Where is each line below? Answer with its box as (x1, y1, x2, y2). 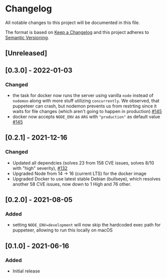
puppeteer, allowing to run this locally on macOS (12, 227, 113, 233)
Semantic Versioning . (5, 34, 49, 40)
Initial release (12, 268, 40, 274)
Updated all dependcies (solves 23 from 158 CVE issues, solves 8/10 (12, 159, 154, 165)
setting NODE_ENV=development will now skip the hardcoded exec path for (12, 222, 161, 228)
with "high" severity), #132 (12, 165, 68, 171)
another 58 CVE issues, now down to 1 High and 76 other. (12, 181, 131, 187)
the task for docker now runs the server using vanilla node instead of (12, 92, 154, 98)
